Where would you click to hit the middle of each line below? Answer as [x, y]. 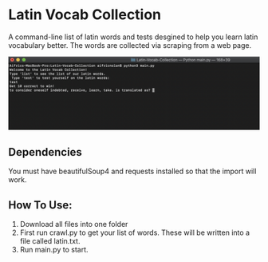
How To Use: [40, 205]
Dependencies [45, 152]
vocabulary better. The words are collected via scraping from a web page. [130, 45]
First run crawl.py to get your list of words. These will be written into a [134, 232]
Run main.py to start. [54, 250]
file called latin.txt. [50, 241]
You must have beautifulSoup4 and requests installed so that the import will [132, 171]
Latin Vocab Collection [85, 15]
